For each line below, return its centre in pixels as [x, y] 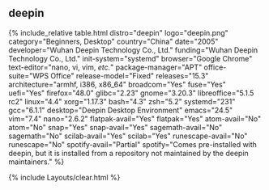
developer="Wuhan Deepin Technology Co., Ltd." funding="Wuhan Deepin [133, 50]
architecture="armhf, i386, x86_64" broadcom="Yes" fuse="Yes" [117, 84]
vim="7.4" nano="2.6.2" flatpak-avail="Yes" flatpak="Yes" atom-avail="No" [135, 118]
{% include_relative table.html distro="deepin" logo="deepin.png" [118, 32]
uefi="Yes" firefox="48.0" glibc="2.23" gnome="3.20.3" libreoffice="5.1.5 [131, 93]
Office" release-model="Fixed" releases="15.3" [130, 75]
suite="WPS [29, 75]
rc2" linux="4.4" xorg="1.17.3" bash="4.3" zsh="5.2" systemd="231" [122, 101]
